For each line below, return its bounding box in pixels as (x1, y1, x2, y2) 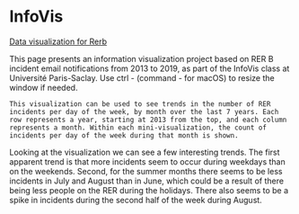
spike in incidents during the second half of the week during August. (9, 194, 262, 205)
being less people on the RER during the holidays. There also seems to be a (9, 184, 289, 195)
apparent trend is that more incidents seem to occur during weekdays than (9, 156, 286, 167)
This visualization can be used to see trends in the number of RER (9, 99, 271, 109)
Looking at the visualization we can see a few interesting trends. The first (9, 147, 280, 157)
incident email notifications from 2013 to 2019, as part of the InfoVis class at (9, 63, 290, 74)
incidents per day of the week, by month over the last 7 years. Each (9, 107, 279, 116)
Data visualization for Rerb (9, 36, 108, 47)
